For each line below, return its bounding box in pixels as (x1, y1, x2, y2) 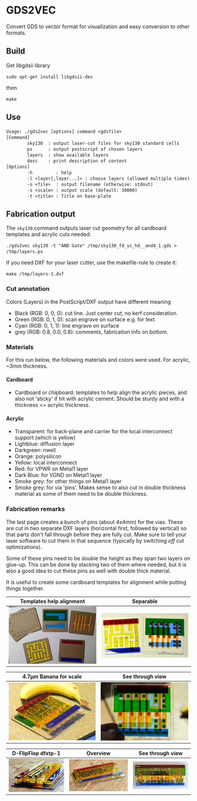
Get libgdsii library (6, 62, 50, 69)
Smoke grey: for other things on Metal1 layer (14, 478, 122, 485)
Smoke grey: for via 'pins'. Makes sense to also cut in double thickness (14, 484, 186, 491)
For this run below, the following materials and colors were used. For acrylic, (6, 356, 191, 363)
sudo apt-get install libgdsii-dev (6, 74, 93, 80)
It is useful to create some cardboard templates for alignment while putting (6, 578, 186, 585)
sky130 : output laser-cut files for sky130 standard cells (27, 140, 180, 146)
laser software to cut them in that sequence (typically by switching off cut (6, 537, 185, 544)
